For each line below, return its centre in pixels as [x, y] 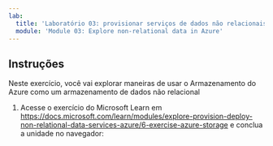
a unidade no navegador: [62, 134]
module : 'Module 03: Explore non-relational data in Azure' [119, 31]
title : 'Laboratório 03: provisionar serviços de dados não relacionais [141, 24]
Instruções [37, 64]
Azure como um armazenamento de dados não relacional [104, 92]
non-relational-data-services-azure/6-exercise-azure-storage [124, 125]
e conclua [247, 125]
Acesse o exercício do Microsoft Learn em [91, 108]
